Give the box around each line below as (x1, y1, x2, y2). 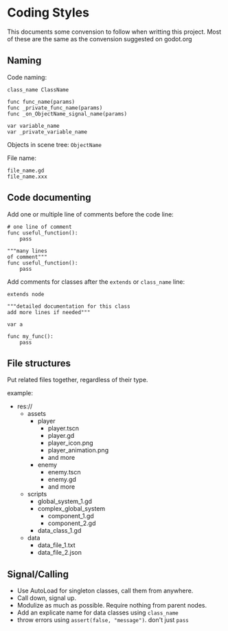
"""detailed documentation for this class (7, 302, 130, 310)
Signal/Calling (7, 568, 69, 580)
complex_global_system (37, 505, 106, 513)
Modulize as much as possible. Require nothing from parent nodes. (16, 601, 207, 610)
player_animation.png (47, 446, 109, 454)
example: (7, 389, 33, 397)
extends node (7, 291, 45, 298)
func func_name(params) (7, 98, 76, 105)
